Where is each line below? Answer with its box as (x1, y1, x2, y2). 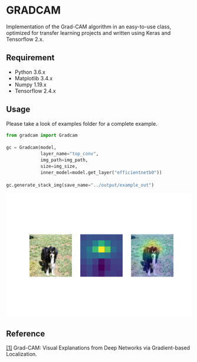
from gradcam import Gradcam (6, 132, 78, 138)
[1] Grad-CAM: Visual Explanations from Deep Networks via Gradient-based (6, 344, 191, 351)
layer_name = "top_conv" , (40, 151, 99, 157)
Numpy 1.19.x (14, 81, 47, 88)
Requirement (6, 53, 55, 63)
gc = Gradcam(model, (6, 145, 57, 151)
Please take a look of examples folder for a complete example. (6, 120, 157, 127)
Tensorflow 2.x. (6, 35, 44, 43)
